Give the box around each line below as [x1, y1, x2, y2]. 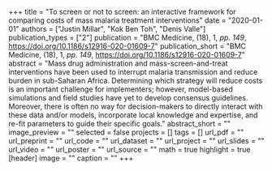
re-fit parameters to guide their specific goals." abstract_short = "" [8, 119, 231, 128]
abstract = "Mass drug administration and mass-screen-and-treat [8, 58, 229, 68]
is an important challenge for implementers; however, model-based [8, 84, 234, 94]
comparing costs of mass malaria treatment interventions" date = [8, 15, 227, 25]
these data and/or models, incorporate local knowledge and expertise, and [8, 110, 258, 120]
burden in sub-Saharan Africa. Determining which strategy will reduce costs [8, 76, 263, 85]
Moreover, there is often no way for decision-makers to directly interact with [8, 101, 263, 111]
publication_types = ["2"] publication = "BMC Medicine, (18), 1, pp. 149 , [8, 32, 247, 42]
